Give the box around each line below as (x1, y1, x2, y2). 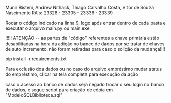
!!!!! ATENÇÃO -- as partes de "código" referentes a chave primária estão (5, 35, 160, 41)
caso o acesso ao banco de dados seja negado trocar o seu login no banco (5, 81, 164, 87)
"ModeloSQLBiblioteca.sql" (5, 92, 63, 98)
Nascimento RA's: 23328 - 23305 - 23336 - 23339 (5, 10, 113, 16)
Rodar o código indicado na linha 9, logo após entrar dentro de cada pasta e (5, 20, 166, 26)
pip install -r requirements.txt (5, 56, 67, 62)
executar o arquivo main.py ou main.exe (5, 25, 90, 31)
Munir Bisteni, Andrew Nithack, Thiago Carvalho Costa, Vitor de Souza (5, 5, 154, 10)
